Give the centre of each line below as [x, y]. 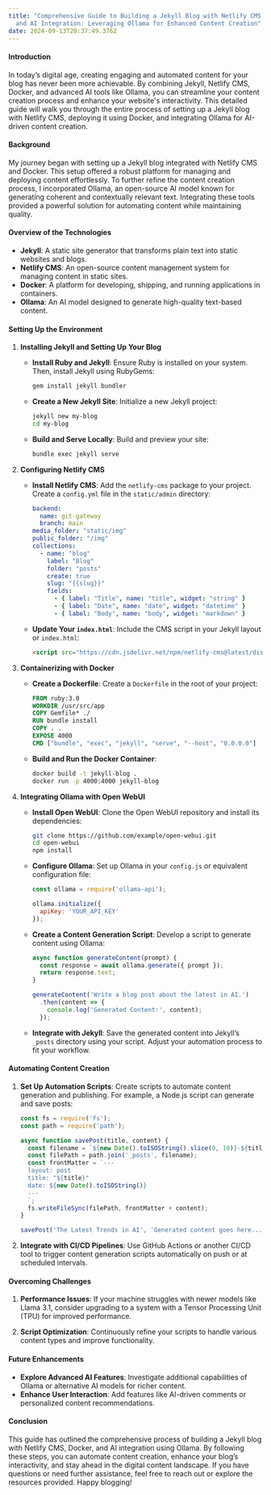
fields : [60, 591]
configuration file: [61, 875]
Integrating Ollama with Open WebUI [82, 796]
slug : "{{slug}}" [76, 584]
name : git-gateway [70, 516]
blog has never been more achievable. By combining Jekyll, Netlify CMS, [129, 83]
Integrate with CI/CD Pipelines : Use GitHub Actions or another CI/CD [135, 1245]
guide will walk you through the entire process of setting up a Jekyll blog [129, 109]
